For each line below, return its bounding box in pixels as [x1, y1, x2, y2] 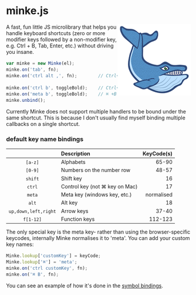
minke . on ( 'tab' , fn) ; [6, 66, 59, 73]
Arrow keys [60, 207, 89, 214]
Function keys [60, 215, 95, 222]
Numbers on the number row [60, 167, 131, 174]
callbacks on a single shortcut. [6, 121, 80, 128]
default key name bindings [6, 135, 84, 143]
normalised [146, 191, 173, 198]
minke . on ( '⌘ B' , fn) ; [6, 271, 59, 277]
